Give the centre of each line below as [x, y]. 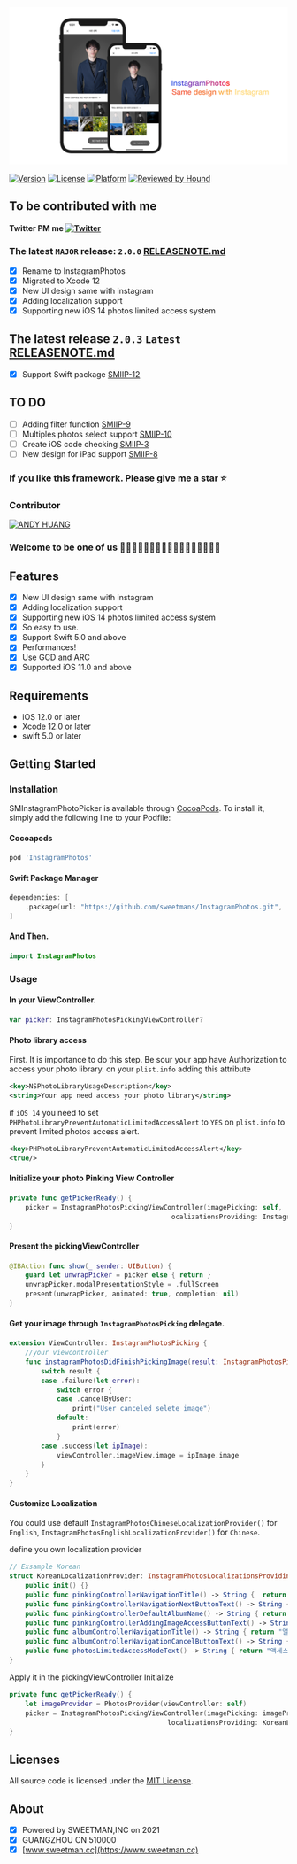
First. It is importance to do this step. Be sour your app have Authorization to [148, 1060]
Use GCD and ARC [56, 657]
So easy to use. [50, 628]
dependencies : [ [39, 898]
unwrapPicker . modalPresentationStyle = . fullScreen [122, 1285]
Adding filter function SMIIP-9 [76, 424]
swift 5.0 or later [52, 736]
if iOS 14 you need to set [54, 1112]
